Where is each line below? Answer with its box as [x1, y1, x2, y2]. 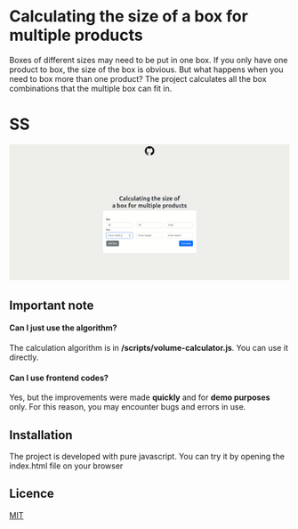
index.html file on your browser [9, 460, 124, 471]
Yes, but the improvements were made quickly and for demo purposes [9, 392, 270, 403]
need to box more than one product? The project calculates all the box [9, 73, 267, 84]
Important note [9, 297, 94, 313]
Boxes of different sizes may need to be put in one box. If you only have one [9, 54, 288, 65]
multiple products [9, 25, 144, 45]
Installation [9, 427, 73, 443]
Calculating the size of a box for [9, 6, 249, 27]
